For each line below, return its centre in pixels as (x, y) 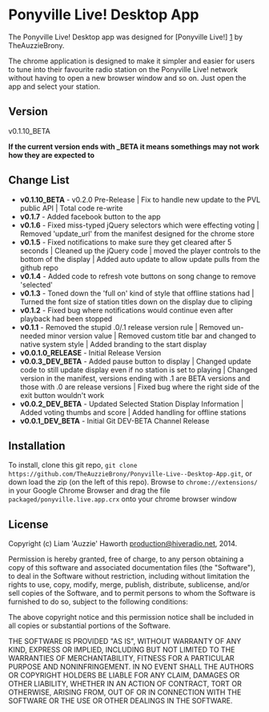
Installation (37, 446)
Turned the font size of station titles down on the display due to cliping (136, 301)
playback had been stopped (66, 319)
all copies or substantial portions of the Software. (89, 626)
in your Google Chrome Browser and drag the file (89, 491)
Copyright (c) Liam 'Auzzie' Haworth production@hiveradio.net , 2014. (123, 544)
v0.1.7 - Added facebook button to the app (90, 216)
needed (32, 336)
